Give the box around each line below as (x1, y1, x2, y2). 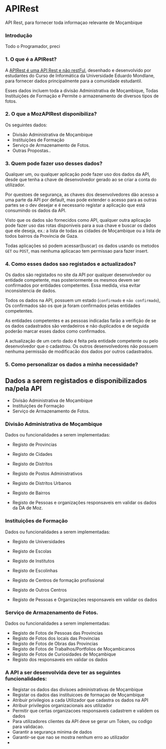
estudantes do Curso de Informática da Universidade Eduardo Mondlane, (5, 72, 155, 78)
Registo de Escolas (12, 548, 52, 554)
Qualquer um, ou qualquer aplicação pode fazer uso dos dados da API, (5, 171, 151, 177)
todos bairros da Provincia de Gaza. (5, 233, 79, 239)
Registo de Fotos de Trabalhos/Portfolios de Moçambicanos (12, 646, 135, 652)
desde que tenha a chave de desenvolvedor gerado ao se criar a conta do (5, 177, 157, 183)
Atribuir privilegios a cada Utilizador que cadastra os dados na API (12, 697, 149, 703)
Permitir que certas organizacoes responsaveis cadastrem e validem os (12, 708, 160, 714)
